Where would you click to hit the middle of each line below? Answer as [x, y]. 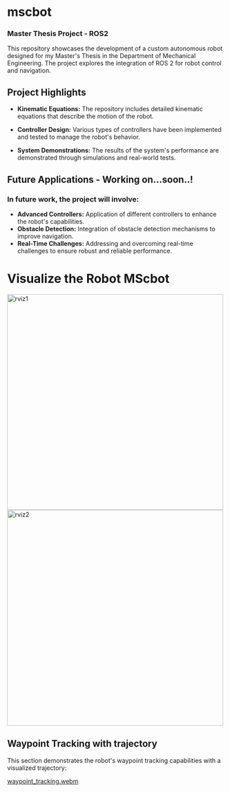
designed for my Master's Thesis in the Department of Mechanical [102, 56]
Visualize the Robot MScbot [88, 279]
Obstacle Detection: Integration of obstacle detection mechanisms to [116, 229]
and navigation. [29, 70]
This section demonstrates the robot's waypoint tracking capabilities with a [114, 760]
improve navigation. [45, 236]
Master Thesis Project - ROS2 [58, 34]
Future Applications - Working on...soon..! [100, 179]
